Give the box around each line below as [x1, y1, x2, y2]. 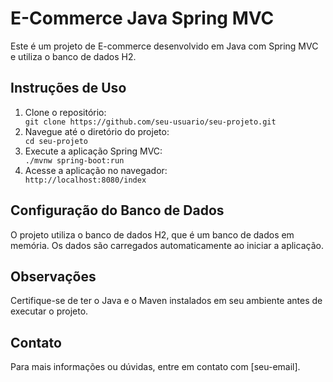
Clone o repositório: [24, 106, 107, 118]
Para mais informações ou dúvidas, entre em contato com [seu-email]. [10, 361, 301, 373]
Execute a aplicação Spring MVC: [24, 145, 163, 157]
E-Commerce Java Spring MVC [10, 7, 275, 30]
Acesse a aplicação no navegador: [24, 164, 168, 176]
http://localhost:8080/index [24, 175, 147, 185]
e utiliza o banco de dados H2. [10, 50, 137, 62]
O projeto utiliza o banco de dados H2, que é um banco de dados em [10, 228, 295, 241]
